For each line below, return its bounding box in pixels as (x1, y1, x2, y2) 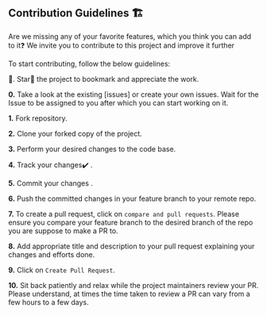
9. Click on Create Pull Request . (8, 265, 115, 275)
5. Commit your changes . (8, 178, 94, 188)
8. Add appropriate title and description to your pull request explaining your (8, 241, 255, 251)
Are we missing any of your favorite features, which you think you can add (8, 31, 252, 41)
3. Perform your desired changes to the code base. (8, 144, 176, 153)
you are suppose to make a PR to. (8, 225, 118, 236)
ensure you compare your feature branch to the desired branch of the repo (8, 217, 253, 227)
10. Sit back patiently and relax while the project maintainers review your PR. (8, 280, 259, 290)
